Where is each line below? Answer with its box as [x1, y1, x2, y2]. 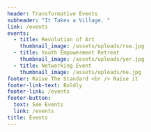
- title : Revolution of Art [13, 36, 95, 43]
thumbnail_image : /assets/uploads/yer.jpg [19, 56, 145, 63]
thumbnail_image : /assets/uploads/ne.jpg [19, 68, 141, 75]
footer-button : [7, 95, 51, 102]
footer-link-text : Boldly [7, 82, 82, 89]
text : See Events [13, 101, 64, 108]
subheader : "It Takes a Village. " [7, 17, 111, 24]
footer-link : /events [7, 88, 70, 95]
